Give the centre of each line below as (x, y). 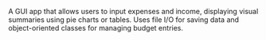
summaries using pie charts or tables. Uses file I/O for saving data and (124, 20)
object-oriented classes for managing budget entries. (96, 28)
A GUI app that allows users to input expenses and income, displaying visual (133, 11)
